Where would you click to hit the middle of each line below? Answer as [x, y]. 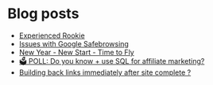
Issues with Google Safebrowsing [74, 43]
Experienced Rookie [52, 35]
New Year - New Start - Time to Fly [76, 52]
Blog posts [43, 14]
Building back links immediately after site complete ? [105, 72]
